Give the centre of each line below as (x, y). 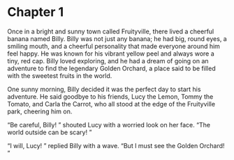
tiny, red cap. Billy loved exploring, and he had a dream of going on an (108, 61)
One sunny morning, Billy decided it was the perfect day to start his (104, 89)
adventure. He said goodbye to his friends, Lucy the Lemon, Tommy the (110, 96)
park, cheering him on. (40, 111)
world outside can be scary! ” (50, 132)
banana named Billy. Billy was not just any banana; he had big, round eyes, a (117, 38)
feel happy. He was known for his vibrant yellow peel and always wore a (111, 54)
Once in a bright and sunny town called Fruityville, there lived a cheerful (111, 31)
